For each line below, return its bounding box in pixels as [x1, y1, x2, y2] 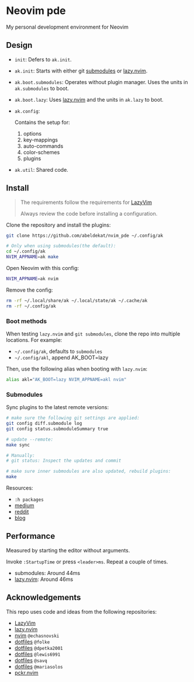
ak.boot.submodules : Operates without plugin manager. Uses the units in [14, 78, 188, 85]
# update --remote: [6, 437, 54, 442]
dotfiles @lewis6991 [14, 650, 61, 657]
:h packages [14, 497, 44, 503]
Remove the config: [6, 286, 53, 293]
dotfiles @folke [14, 638, 50, 645]
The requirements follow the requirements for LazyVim [20, 199, 152, 206]
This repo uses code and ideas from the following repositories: [6, 608, 157, 615]
